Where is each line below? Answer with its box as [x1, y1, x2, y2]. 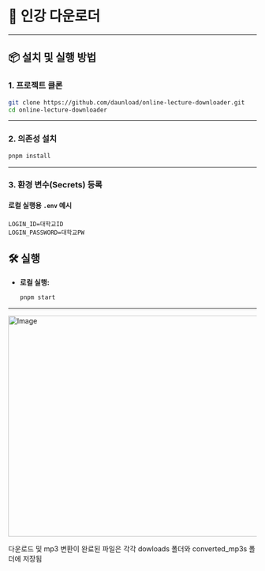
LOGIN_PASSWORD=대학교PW [8, 229, 85, 236]
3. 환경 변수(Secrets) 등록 [8, 180, 103, 191]
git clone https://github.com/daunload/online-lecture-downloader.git [8, 98, 245, 107]
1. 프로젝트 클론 [8, 80, 63, 91]
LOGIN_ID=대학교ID [8, 220, 64, 228]
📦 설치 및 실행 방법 [8, 51, 97, 64]
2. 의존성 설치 [8, 134, 58, 145]
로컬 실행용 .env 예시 [8, 201, 73, 210]
